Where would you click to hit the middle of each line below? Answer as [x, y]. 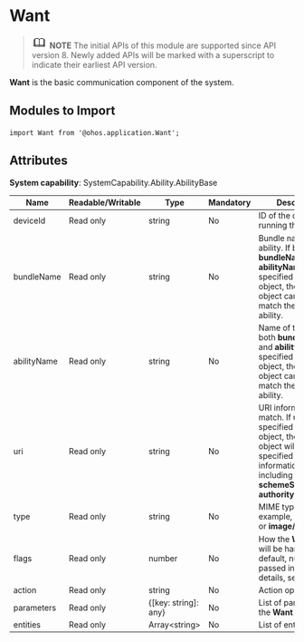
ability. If [275, 248]
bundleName [37, 277]
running [273, 225]
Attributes [38, 161]
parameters [35, 608]
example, [275, 517]
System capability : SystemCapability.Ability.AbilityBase [114, 182]
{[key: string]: [174, 603]
